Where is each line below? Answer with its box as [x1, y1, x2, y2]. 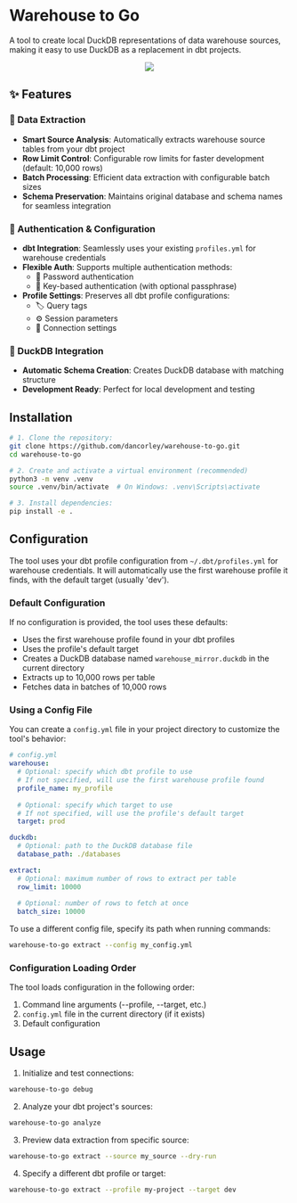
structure [21, 375, 56, 385]
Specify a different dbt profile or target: [21, 1167, 166, 1178]
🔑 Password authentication [35, 271, 134, 282]
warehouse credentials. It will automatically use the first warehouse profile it [9, 564, 288, 575]
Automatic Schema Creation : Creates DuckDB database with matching [21, 365, 285, 375]
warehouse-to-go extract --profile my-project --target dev [9, 1185, 237, 1194]
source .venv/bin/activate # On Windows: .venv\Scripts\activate [9, 482, 261, 491]
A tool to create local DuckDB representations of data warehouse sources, [9, 35, 282, 45]
